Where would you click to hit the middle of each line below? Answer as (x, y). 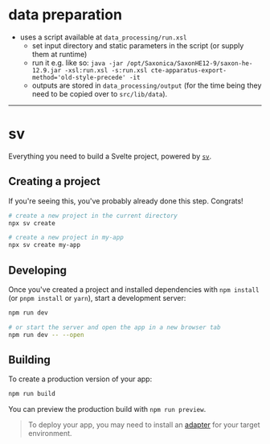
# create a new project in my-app (66, 238)
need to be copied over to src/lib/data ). (100, 93)
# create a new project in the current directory (93, 216)
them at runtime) (59, 54)
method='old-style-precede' (79, 77)
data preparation (65, 15)
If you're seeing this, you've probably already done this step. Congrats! (126, 201)
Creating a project (54, 181)
